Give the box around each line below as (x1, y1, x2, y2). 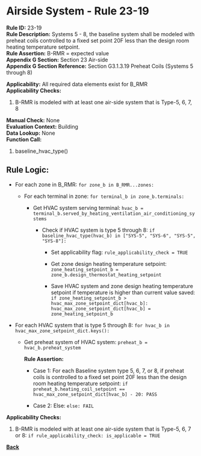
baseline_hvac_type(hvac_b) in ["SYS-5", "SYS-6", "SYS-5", (42, 233, 196, 239)
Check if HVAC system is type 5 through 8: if (42, 226, 155, 233)
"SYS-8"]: (42, 238, 67, 244)
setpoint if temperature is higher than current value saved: (51, 289, 196, 296)
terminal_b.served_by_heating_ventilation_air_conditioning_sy (32, 211, 195, 217)
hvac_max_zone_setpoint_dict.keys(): (14, 328, 110, 334)
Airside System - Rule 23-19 (6, 4, 149, 18)
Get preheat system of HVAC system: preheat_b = (23, 338, 148, 345)
